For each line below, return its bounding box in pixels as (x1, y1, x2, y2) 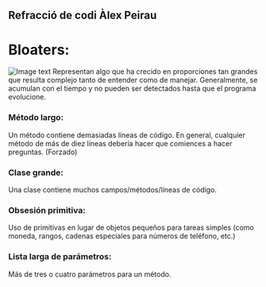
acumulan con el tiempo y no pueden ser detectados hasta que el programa (8, 83, 256, 93)
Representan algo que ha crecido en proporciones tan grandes (52, 67, 258, 76)
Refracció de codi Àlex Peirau (8, 9, 157, 22)
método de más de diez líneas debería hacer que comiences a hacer (8, 138, 233, 148)
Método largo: (8, 112, 64, 123)
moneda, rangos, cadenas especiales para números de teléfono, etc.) (8, 231, 236, 241)
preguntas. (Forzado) (8, 147, 78, 157)
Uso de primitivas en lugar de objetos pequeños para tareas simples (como (8, 223, 254, 232)
